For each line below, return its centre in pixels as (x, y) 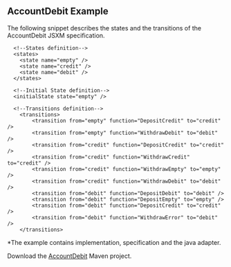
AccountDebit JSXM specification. (56, 35)
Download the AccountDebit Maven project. (70, 256)
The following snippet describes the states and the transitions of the (104, 28)
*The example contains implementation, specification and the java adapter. (114, 242)
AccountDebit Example (58, 11)
